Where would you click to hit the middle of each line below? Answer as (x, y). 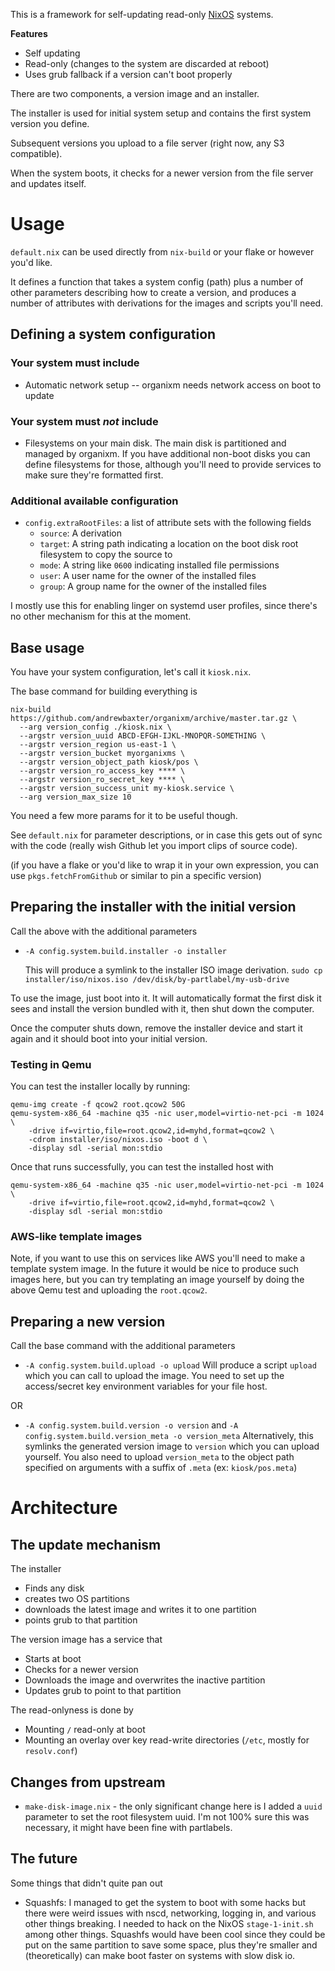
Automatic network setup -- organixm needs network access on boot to (173, 385)
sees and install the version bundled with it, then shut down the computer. (162, 1008)
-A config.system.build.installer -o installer (125, 951)
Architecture (64, 1508)
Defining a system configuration (113, 334)
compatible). (36, 153)
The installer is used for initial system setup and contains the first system (161, 113)
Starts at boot (53, 1659)
